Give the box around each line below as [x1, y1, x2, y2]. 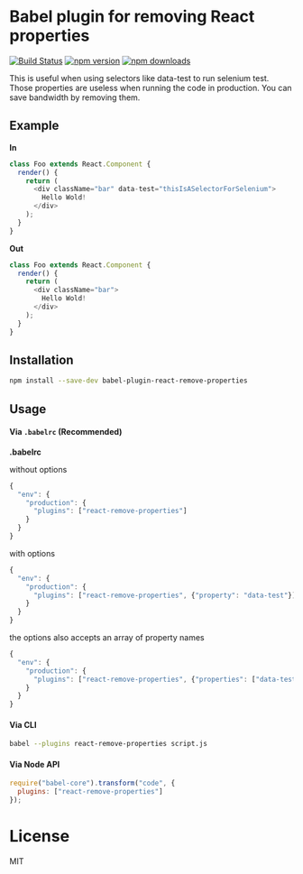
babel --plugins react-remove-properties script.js [9, 740, 207, 749]
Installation [9, 352, 74, 367]
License [9, 826, 70, 847]
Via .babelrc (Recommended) [9, 427, 123, 437]
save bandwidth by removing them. [9, 92, 141, 103]
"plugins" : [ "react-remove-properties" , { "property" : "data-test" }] [32, 591, 297, 600]
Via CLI [9, 719, 37, 730]
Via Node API [9, 759, 60, 769]
